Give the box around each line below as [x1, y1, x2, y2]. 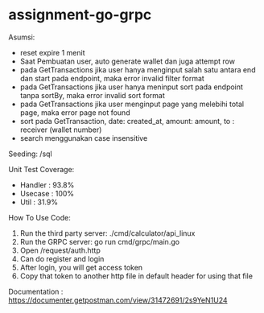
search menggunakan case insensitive [19, 133, 148, 142]
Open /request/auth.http [19, 245, 101, 255]
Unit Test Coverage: [8, 164, 75, 174]
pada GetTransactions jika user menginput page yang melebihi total [19, 99, 244, 109]
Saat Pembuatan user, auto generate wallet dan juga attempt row [19, 56, 236, 66]
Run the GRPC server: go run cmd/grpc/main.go [19, 237, 179, 246]
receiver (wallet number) [19, 125, 102, 134]
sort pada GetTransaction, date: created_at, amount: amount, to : [19, 116, 235, 126]
